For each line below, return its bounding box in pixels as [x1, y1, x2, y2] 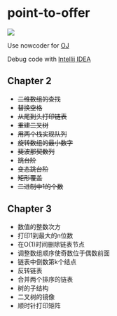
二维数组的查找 [17, 95, 61, 103]
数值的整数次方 [17, 222, 61, 231]
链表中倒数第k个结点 [17, 257, 77, 266]
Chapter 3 [7, 203, 53, 215]
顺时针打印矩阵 [17, 301, 61, 310]
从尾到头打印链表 [17, 112, 67, 121]
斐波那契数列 [17, 147, 55, 156]
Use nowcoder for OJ [7, 41, 69, 50]
